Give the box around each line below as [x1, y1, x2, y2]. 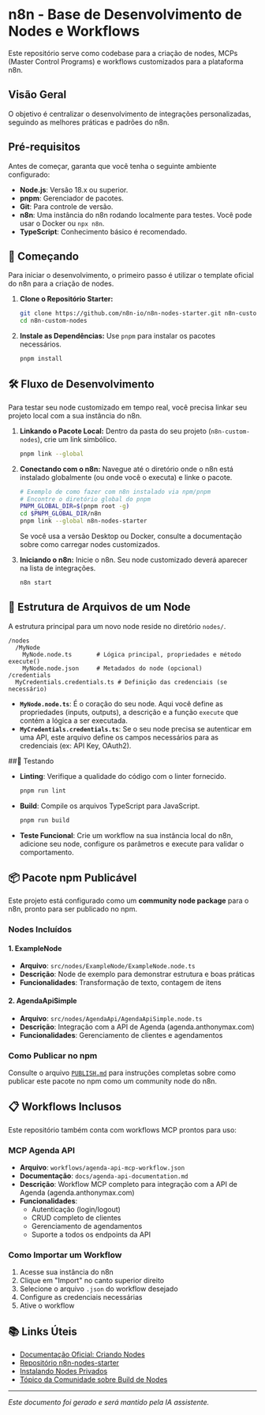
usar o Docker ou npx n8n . [19, 219, 105, 228]
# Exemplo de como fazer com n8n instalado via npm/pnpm [19, 488, 211, 496]
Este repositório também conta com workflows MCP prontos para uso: [8, 1125, 237, 1134]
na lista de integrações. [19, 563, 96, 573]
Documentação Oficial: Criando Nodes [19, 1349, 146, 1359]
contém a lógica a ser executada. [19, 716, 128, 725]
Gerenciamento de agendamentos [31, 1222, 143, 1231]
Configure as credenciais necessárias [19, 1293, 143, 1302]
